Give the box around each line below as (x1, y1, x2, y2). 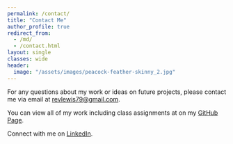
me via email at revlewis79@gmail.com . (7, 95, 120, 103)
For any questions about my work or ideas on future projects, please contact (7, 88, 227, 96)
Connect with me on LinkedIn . (7, 129, 93, 138)
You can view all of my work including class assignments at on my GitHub (7, 109, 218, 117)
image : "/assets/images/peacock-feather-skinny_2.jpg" (13, 68, 176, 75)
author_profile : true (7, 23, 70, 30)
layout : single (7, 49, 51, 56)
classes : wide (7, 56, 49, 63)
